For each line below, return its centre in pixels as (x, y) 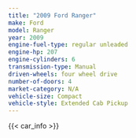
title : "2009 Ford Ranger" (52, 15)
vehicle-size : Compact (45, 96)
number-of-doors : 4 (40, 81)
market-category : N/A (44, 89)
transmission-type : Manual (52, 67)
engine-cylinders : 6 (42, 60)
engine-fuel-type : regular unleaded (68, 45)
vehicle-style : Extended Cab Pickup (68, 103)
